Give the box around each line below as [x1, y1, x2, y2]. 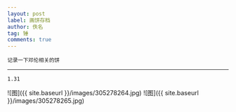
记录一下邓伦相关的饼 [7, 57, 60, 64]
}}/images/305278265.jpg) [7, 97, 85, 105]
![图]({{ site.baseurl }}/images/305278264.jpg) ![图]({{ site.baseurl [7, 89, 199, 97]
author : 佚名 [7, 23, 44, 30]
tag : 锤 [7, 29, 29, 37]
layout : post [7, 10, 46, 17]
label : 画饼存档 [7, 17, 51, 24]
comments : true [7, 36, 52, 43]
